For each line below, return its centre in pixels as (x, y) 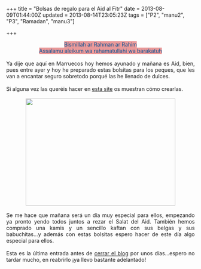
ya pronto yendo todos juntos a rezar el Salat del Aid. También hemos (100, 221)
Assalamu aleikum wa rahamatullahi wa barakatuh (100, 51)
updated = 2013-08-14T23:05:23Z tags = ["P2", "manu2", (114, 15)
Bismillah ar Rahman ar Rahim (100, 45)
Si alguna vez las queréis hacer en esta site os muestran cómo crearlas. (95, 89)
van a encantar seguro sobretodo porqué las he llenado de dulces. (88, 76)
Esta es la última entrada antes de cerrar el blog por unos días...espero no (100, 253)
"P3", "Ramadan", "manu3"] (40, 21)
